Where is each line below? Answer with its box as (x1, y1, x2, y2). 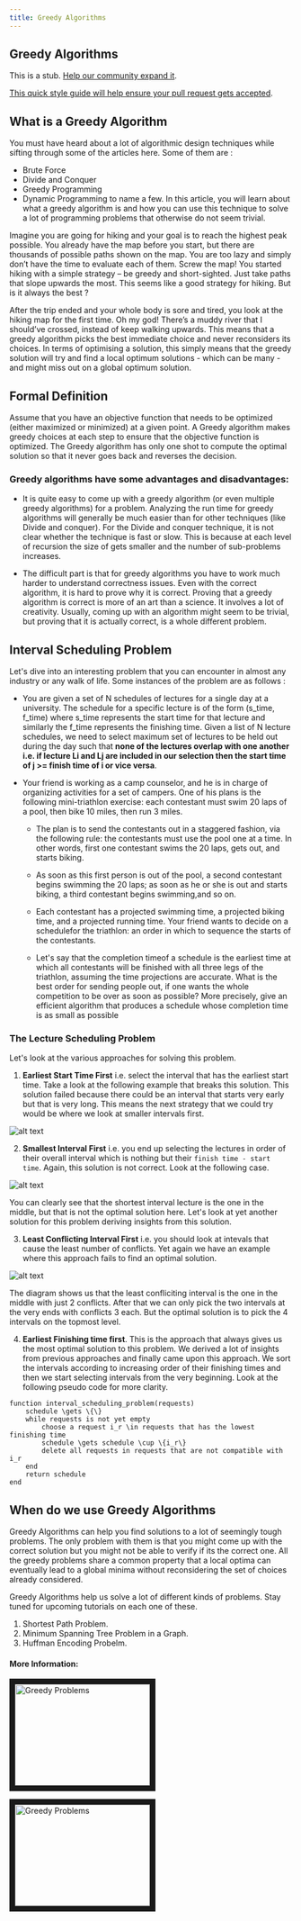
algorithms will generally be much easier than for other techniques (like (22, 512, 286, 523)
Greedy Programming (22, 184, 102, 194)
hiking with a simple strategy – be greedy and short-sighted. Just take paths (9, 268, 291, 279)
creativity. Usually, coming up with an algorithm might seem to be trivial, (22, 607, 290, 618)
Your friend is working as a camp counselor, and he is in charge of (22, 778, 268, 789)
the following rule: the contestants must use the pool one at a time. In (35, 834, 292, 844)
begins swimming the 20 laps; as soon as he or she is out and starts (35, 879, 288, 890)
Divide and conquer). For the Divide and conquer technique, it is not (22, 522, 274, 533)
